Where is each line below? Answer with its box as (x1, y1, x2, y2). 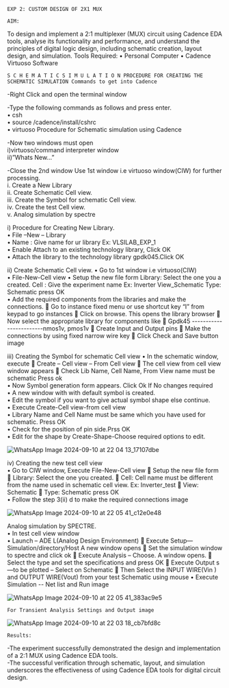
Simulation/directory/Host (7, 544, 80, 551)
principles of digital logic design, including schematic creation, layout (7, 45, 202, 52)
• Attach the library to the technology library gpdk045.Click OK (7, 253, 185, 261)
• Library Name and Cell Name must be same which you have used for (7, 411, 206, 418)
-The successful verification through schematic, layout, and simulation (7, 659, 205, 667)
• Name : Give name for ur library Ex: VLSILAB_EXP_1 (7, 238, 156, 246)
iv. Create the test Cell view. (7, 203, 85, 211)
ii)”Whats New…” (7, 154, 55, 161)
